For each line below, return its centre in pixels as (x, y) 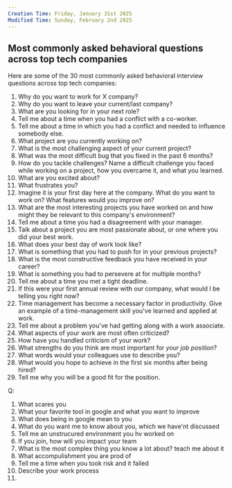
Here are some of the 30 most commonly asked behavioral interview (106, 76)
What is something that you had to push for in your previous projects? (117, 252)
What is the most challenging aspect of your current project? (105, 148)
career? (29, 267)
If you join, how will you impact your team (77, 441)
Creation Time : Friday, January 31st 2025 (70, 14)
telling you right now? (48, 296)
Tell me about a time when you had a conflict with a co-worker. (108, 119)
